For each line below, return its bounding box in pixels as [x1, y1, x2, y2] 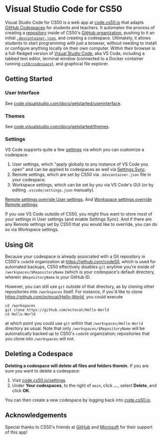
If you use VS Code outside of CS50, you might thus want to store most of [5, 211, 152, 217]
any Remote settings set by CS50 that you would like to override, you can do [5, 221, 158, 227]
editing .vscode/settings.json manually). [12, 187, 95, 193]
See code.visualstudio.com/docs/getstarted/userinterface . [5, 101, 122, 106]
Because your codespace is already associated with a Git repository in [5, 254, 146, 259]
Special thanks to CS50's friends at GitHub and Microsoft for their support [5, 424, 153, 430]
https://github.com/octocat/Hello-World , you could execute [5, 294, 123, 300]
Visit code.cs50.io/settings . [12, 377, 67, 383]
